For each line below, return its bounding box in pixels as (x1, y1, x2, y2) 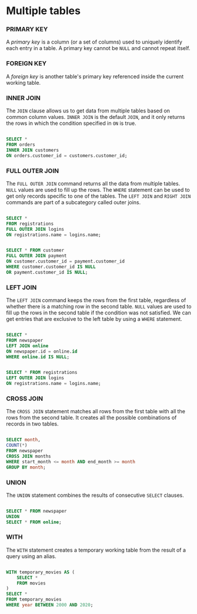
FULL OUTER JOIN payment (6, 253, 67, 259)
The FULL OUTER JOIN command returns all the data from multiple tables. (6, 180, 181, 187)
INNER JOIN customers (6, 147, 59, 153)
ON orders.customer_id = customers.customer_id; (6, 152, 128, 158)
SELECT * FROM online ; (6, 519, 62, 525)
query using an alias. (6, 552, 57, 560)
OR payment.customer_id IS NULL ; (6, 269, 88, 275)
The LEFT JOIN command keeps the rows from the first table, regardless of (6, 297, 186, 304)
